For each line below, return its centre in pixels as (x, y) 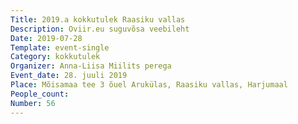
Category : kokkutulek (55, 57)
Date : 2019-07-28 (46, 38)
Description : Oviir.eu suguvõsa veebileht (100, 29)
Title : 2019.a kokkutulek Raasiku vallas (98, 19)
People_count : (40, 94)
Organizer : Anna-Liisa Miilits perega (91, 66)
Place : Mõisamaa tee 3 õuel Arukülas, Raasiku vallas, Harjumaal (149, 85)
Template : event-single (60, 47)
